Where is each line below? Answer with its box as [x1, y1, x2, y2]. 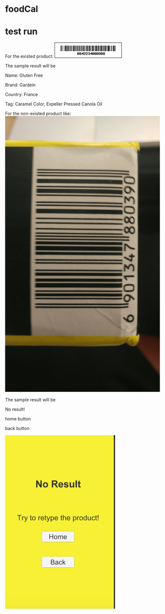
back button [5, 425, 29, 431]
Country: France [5, 92, 38, 97]
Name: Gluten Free [5, 72, 43, 78]
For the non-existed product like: [5, 111, 71, 117]
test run [5, 26, 38, 37]
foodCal [5, 3, 38, 15]
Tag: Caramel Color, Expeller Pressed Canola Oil [5, 101, 103, 107]
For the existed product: [5, 53, 54, 60]
